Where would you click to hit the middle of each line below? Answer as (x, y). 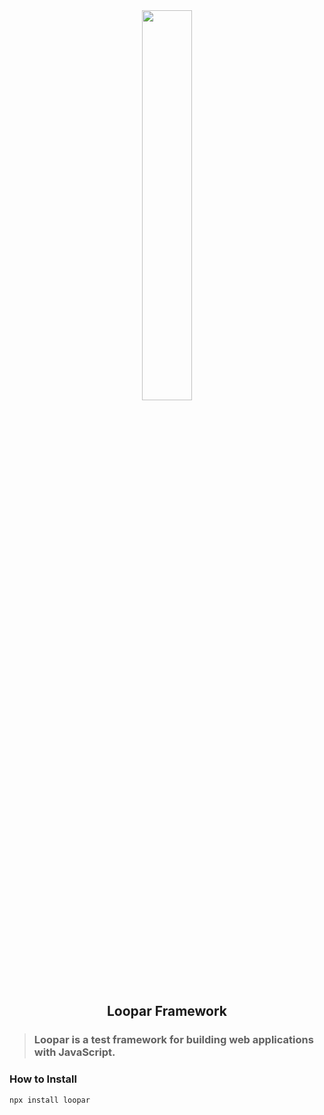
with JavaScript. (74, 1052)
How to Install (43, 1079)
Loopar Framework (167, 1011)
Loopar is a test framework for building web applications (173, 1040)
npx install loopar (50, 1100)
